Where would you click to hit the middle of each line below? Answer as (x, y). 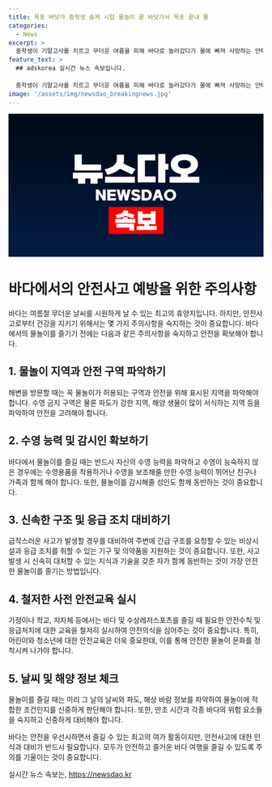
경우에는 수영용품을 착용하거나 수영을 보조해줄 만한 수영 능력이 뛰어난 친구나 (137, 472)
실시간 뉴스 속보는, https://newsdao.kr (70, 774)
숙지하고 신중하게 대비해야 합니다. (70, 719)
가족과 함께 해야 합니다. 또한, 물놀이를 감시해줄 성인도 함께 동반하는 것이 (121, 482)
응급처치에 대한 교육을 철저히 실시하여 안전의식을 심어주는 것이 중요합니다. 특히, (134, 630)
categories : (28, 25)
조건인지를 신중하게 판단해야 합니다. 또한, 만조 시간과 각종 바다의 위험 (132, 709)
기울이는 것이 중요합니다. (62, 757)
